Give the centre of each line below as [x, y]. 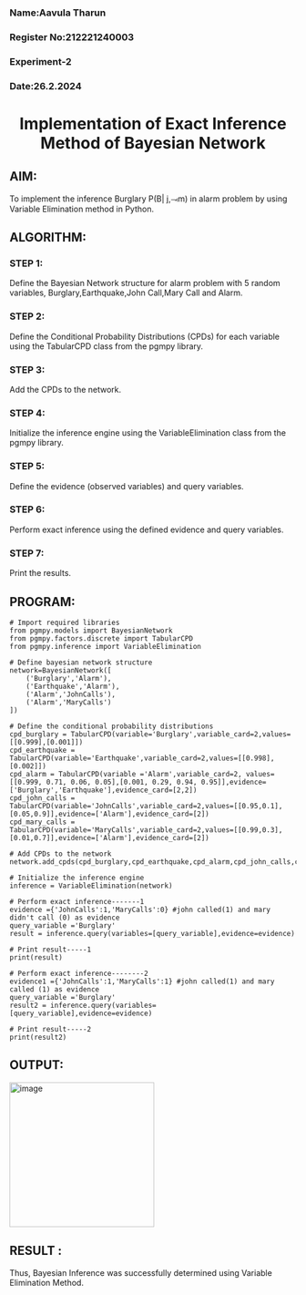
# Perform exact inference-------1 [77, 901]
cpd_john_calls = [42, 798]
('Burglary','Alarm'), [69, 678]
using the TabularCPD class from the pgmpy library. [106, 346]
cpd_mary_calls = [42, 822]
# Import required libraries [65, 622]
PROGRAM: [42, 602]
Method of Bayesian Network [153, 143]
